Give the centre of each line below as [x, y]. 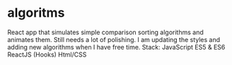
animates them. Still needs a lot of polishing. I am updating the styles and [114, 39]
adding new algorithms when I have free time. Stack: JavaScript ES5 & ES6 [116, 47]
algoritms [36, 13]
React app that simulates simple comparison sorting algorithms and [105, 32]
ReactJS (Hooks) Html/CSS [47, 55]
